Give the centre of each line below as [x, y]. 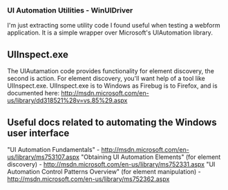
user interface [38, 133]
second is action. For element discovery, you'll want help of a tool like [106, 79]
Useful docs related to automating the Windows [112, 122]
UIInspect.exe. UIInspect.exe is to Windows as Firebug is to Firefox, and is [112, 86]
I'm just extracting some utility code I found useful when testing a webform [114, 26]
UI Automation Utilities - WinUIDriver [70, 10]
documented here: [34, 93]
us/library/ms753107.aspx [43, 157]
